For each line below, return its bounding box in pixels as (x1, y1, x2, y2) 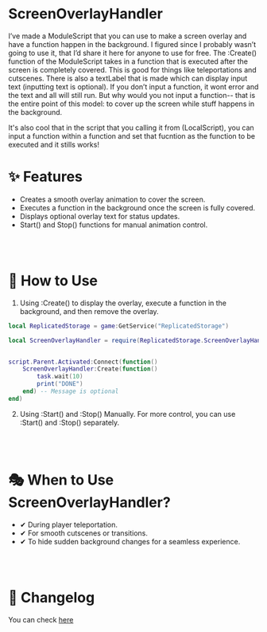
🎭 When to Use (8, 471, 114, 489)
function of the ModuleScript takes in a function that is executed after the (8, 57, 249, 66)
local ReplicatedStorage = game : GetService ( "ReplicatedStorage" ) (8, 322, 229, 330)
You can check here (8, 614, 74, 624)
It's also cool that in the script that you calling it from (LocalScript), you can (8, 123, 254, 132)
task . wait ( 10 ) (37, 372, 83, 381)
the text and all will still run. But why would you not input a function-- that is (8, 90, 256, 100)
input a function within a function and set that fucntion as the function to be (8, 131, 256, 140)
